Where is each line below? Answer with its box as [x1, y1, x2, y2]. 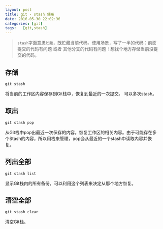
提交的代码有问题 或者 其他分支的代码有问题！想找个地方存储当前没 [17, 46, 154, 52]
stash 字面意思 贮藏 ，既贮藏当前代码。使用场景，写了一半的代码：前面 [17, 40, 157, 46]
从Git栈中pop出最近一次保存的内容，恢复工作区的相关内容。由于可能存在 [5, 129, 153, 135]
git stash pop [5, 120, 34, 125]
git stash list [5, 171, 36, 176]
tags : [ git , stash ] [5, 26, 48, 31]
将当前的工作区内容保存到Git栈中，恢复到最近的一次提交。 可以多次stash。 [5, 91, 157, 96]
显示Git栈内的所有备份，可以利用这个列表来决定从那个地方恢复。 [5, 180, 136, 186]
